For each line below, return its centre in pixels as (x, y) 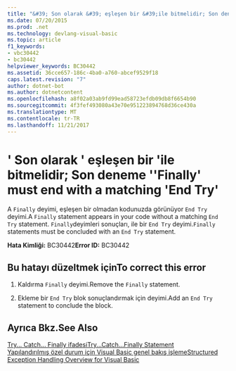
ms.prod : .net (28, 27)
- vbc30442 (23, 54)
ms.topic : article (34, 40)
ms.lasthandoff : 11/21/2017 (48, 125)
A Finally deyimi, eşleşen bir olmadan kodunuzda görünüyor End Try (107, 209)
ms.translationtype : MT (42, 112)
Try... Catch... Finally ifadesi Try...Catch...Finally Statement (91, 345)
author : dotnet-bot (36, 86)
